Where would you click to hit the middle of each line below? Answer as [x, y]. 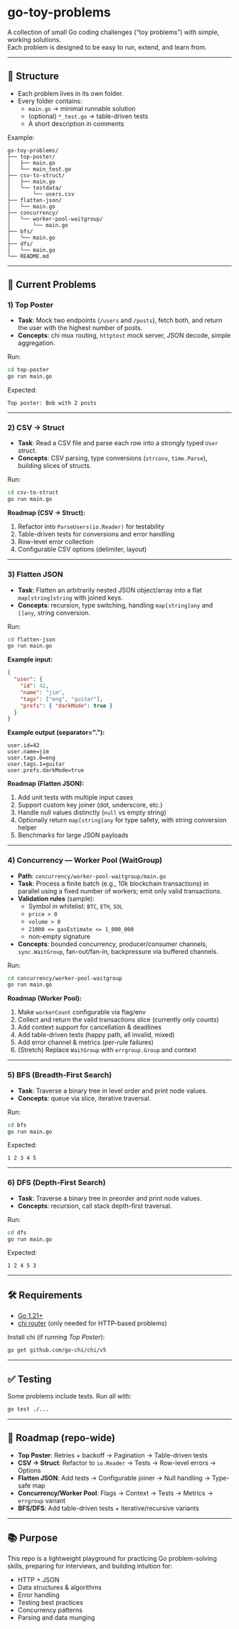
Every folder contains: [50, 101]
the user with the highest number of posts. [80, 328]
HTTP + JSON [38, 1580]
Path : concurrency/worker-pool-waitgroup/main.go [92, 876]
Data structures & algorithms [59, 1588]
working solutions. [34, 39]
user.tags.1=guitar [36, 764]
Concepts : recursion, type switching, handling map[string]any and [115, 605]
